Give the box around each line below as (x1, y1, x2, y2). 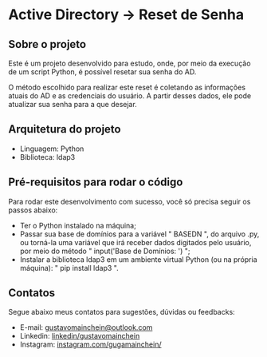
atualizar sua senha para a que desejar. (8, 100, 137, 109)
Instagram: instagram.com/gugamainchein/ (19, 339, 162, 349)
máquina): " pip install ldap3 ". (19, 263, 119, 272)
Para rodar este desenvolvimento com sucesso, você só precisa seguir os (8, 196, 251, 206)
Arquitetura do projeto (8, 122, 121, 137)
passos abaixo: (8, 205, 58, 215)
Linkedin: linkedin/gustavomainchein (19, 331, 140, 341)
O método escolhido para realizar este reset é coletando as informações (8, 82, 245, 92)
